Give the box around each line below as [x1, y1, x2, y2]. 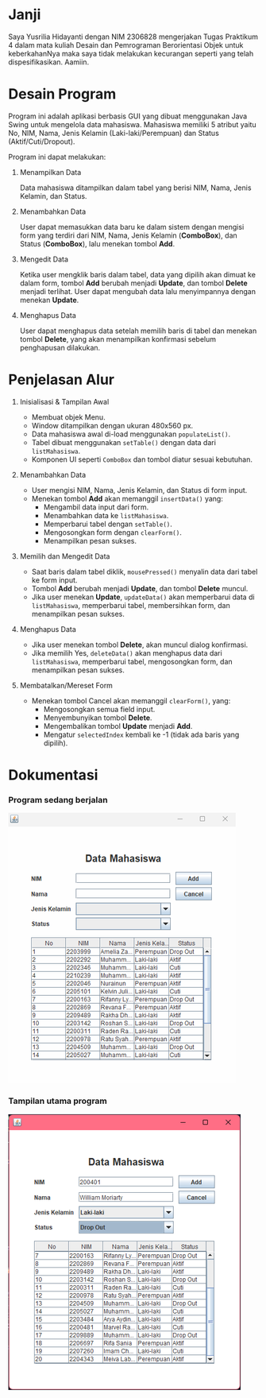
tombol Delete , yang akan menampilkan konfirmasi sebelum [19, 334, 217, 343]
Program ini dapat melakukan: [8, 152, 106, 161]
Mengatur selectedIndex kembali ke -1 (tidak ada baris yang [43, 730, 240, 739]
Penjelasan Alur [8, 371, 115, 389]
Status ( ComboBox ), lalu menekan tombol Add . [19, 238, 175, 248]
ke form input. [31, 575, 78, 585]
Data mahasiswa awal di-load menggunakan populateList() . [31, 429, 231, 439]
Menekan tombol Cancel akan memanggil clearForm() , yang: [31, 695, 231, 705]
